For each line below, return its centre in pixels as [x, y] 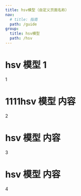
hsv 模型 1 [26, 65]
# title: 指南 [24, 19]
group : [12, 29]
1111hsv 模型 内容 [40, 102]
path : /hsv [21, 39]
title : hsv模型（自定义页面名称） [37, 10]
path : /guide [23, 24]
